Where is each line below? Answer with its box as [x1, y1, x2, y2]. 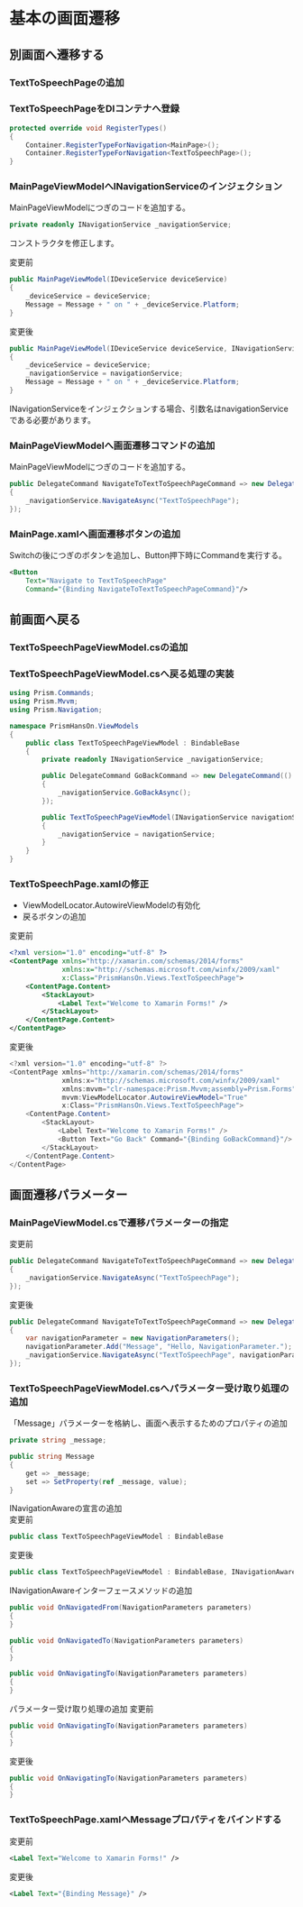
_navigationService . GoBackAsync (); [57, 788, 192, 798]
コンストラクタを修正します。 [9, 238, 119, 249]
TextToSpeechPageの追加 [9, 76, 124, 88]
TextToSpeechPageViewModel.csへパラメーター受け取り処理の [9, 1381, 289, 1394]
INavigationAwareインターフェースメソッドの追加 [9, 1585, 192, 1596]
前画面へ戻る [9, 612, 81, 628]
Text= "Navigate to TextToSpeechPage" [25, 576, 168, 585]
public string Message [9, 1453, 95, 1462]
